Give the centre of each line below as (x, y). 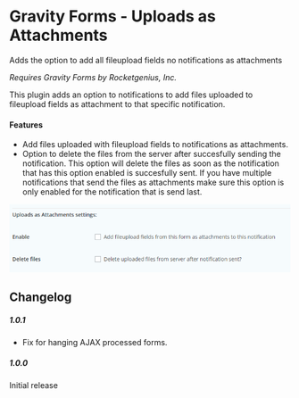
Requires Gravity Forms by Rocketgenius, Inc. (93, 77)
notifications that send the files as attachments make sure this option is (153, 182)
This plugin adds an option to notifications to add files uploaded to (131, 95)
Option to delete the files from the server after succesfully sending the (151, 154)
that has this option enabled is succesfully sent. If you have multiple (147, 173)
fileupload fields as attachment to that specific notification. (117, 104)
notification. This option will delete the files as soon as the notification (150, 163)
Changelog (41, 298)
